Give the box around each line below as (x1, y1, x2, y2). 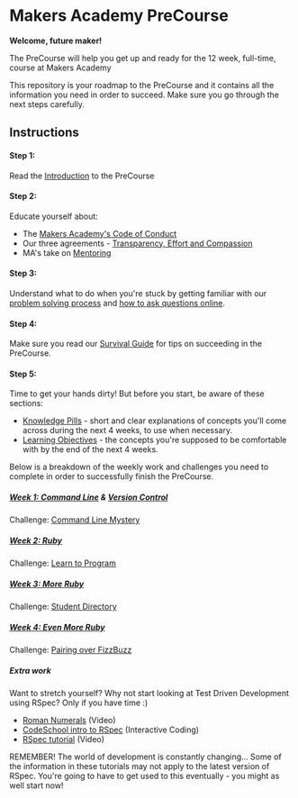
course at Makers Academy (9, 62, 112, 73)
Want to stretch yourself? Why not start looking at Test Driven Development (9, 688, 290, 699)
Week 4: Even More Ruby (9, 621, 105, 632)
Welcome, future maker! (9, 35, 103, 46)
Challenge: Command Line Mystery (9, 514, 140, 525)
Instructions (9, 125, 79, 141)
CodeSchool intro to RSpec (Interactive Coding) (22, 724, 200, 735)
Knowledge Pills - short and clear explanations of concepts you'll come (22, 415, 287, 426)
